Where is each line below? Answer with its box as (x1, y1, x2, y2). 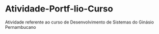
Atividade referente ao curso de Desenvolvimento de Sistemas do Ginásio (5, 19, 154, 25)
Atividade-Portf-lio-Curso (5, 3, 113, 14)
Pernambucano (5, 24, 36, 30)
